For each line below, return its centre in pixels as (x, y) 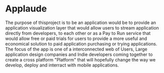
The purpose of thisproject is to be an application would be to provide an (81, 22)
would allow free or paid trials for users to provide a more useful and (76, 38)
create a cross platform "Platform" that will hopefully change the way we (80, 59)
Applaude (26, 9)
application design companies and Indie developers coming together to (79, 54)
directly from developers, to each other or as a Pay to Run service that (78, 33)
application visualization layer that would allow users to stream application (82, 27)
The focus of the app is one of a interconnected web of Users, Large (76, 49)
